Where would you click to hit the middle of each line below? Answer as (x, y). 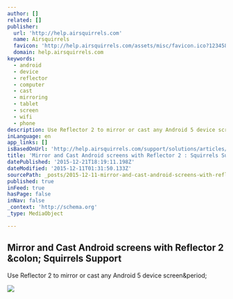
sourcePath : (24, 175)
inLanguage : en (29, 136)
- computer (29, 85)
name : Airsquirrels (42, 40)
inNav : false (26, 201)
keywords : (21, 59)
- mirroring (31, 98)
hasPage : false (29, 194)
